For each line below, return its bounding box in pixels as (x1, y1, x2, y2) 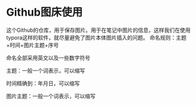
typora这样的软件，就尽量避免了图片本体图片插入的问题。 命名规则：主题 (6, 34, 187, 41)
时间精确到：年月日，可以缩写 (6, 79, 80, 87)
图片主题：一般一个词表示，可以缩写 (6, 92, 96, 100)
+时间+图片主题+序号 (6, 41, 59, 49)
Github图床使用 (6, 5, 83, 19)
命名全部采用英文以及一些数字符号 (6, 54, 91, 61)
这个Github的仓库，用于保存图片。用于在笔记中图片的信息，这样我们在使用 (6, 26, 191, 34)
